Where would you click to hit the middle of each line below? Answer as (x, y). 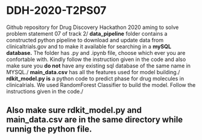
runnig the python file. (49, 129)
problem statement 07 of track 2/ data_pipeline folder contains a (87, 33)
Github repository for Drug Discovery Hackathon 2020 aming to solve (93, 27)
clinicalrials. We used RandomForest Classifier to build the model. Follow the (101, 84)
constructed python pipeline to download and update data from (85, 40)
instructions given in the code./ (45, 91)
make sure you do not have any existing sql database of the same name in (99, 65)
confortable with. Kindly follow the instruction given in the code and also (96, 59)
